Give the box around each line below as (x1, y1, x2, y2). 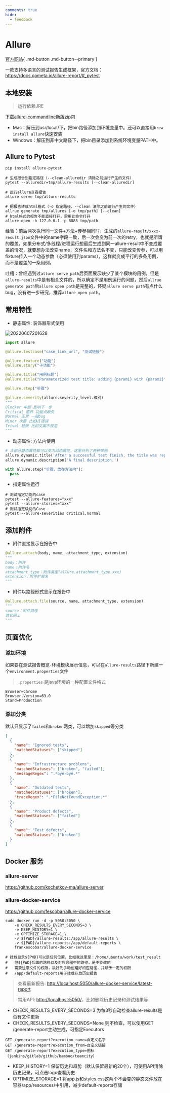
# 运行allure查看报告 (5, 190, 47, 195)
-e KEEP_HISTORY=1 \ (14, 927, 58, 932)
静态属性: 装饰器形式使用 (12, 320, 64, 326)
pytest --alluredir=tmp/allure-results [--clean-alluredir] (5, 180, 135, 185)
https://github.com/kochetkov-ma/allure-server (5, 884, 104, 890)
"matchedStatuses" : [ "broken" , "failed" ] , (14, 766, 105, 771)
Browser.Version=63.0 (5, 693, 51, 699)
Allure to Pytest (5, 152, 56, 161)
